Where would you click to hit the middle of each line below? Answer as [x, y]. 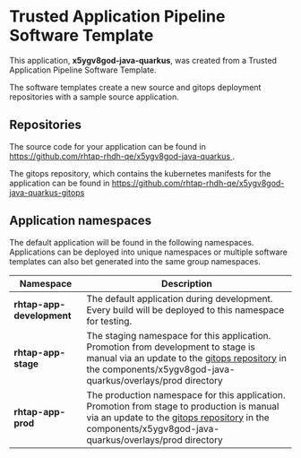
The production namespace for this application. [186, 394]
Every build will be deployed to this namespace [185, 309]
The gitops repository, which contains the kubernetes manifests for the [140, 173]
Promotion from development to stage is [171, 347]
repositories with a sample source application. [94, 97]
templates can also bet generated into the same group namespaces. [135, 261]
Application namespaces [81, 221]
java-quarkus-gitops [47, 192]
